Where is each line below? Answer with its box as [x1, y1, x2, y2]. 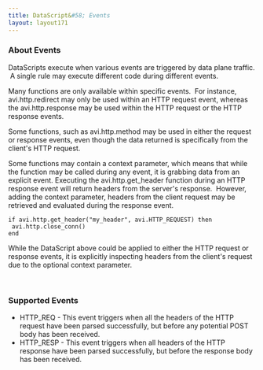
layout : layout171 [8, 19, 68, 27]
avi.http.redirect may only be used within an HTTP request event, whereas [8, 94, 249, 104]
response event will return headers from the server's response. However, [8, 183, 247, 193]
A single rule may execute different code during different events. [9, 71, 218, 80]
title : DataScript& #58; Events [8, 11, 111, 20]
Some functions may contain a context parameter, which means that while [8, 158, 248, 168]
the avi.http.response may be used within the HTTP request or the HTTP [8, 103, 242, 113]
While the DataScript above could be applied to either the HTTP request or [8, 243, 249, 253]
